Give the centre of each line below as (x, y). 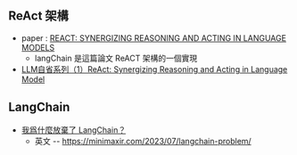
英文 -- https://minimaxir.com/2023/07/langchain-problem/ (143, 141)
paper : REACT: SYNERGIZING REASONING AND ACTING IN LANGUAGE (154, 37)
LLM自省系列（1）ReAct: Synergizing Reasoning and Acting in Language (154, 69)
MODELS (38, 47)
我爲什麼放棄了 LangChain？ (74, 130)
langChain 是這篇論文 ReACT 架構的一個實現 (116, 58)
